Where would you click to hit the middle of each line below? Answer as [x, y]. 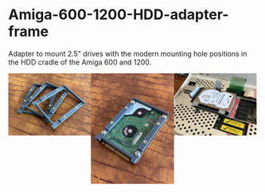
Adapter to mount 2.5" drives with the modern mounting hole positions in [128, 53]
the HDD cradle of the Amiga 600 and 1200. [80, 62]
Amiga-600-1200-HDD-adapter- [119, 15]
